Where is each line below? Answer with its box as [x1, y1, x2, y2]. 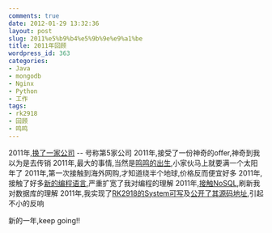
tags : [8, 102, 27, 110]
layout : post [8, 27, 53, 35]
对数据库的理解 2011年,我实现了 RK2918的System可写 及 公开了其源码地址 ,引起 [8, 188, 264, 198]
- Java [8, 65, 31, 73]
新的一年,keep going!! [8, 215, 81, 225]
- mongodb [8, 72, 42, 80]
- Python [8, 87, 38, 95]
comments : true [8, 11, 60, 20]
